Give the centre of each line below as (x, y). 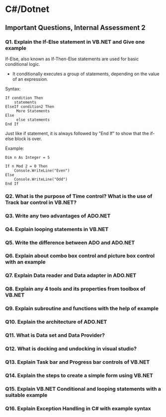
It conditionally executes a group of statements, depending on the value (86, 74)
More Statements (33, 111)
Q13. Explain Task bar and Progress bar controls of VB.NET (78, 362)
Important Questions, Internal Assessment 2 (75, 28)
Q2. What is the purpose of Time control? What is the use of (79, 196)
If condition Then (24, 98)
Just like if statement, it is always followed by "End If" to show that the (77, 133)
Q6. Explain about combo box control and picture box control (80, 256)
